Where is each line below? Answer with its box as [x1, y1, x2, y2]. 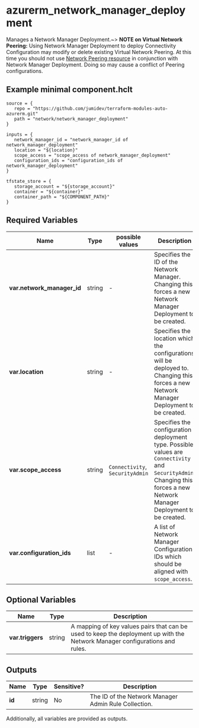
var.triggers [9, 634, 43, 642]
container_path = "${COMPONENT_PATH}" [14, 194, 110, 200]
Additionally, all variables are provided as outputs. [6, 715, 128, 722]
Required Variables [6, 215, 78, 226]
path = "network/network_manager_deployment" [14, 116, 129, 122]
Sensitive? [53, 682, 84, 691]
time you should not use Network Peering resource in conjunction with [6, 55, 178, 62]
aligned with [153, 567, 188, 575]
